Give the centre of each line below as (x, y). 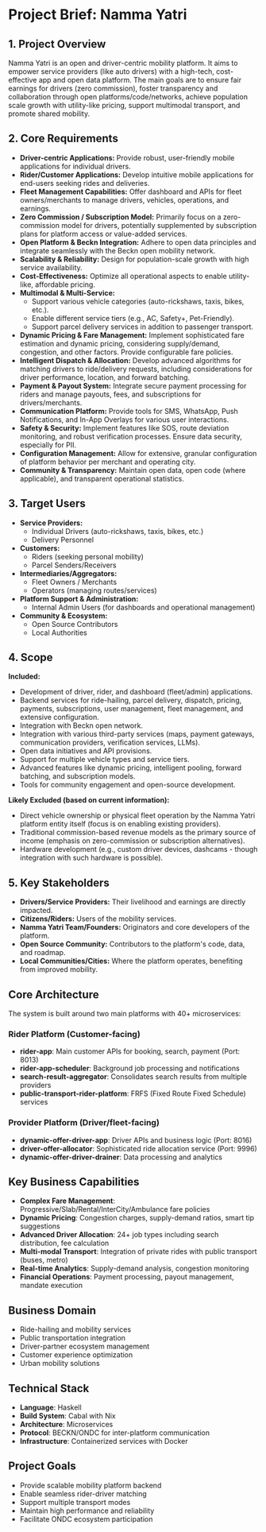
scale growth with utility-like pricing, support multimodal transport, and (124, 105)
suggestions (40, 1226)
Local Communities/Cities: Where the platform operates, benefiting (131, 961)
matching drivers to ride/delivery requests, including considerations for (136, 369)
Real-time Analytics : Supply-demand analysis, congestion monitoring (134, 1268)
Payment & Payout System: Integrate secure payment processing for (133, 385)
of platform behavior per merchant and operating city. (108, 462)
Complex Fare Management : (67, 1201)
